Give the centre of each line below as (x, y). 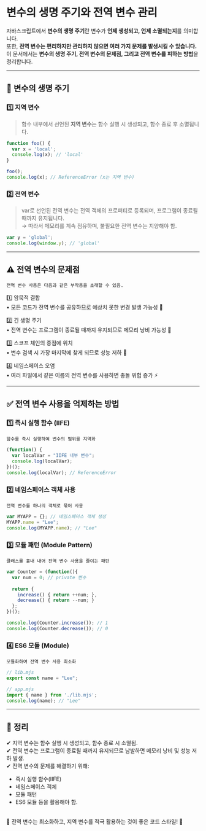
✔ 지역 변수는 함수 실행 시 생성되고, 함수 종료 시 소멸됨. (72, 743)
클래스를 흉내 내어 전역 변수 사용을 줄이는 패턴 (58, 561)
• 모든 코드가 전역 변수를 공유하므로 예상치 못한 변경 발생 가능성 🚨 (85, 307)
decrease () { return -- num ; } (56, 600)
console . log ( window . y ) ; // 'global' (53, 243)
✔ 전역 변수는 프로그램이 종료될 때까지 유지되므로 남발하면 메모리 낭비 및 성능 (99, 751)
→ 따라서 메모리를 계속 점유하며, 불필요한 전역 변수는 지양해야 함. (99, 226)
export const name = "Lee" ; (42, 678)
